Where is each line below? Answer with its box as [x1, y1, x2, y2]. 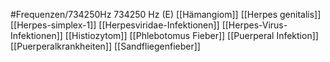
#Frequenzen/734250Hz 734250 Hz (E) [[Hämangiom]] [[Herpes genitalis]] [10, 9, 322, 20]
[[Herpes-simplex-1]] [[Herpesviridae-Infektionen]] [10, 19, 220, 31]
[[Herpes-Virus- [221, 19, 288, 31]
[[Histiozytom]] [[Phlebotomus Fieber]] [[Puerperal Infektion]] [64, 30, 319, 41]
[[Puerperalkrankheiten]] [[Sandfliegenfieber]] [10, 40, 201, 52]
